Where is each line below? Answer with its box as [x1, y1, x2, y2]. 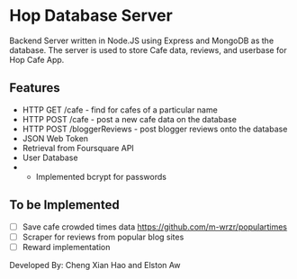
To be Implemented [9, 197, 120, 212]
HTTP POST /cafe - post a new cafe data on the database [22, 113, 237, 124]
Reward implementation [22, 241, 111, 252]
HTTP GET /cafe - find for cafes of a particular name [22, 104, 218, 115]
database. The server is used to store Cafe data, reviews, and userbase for [9, 44, 287, 55]
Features [9, 80, 60, 95]
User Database [22, 152, 78, 163]
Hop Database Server [9, 5, 173, 26]
